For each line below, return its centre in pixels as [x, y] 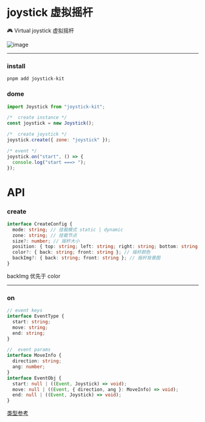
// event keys [25, 311]
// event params [29, 350]
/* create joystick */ [37, 135]
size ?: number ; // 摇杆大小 [46, 241]
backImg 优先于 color [34, 276]
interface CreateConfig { [40, 224]
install [16, 66]
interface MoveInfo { [34, 356]
